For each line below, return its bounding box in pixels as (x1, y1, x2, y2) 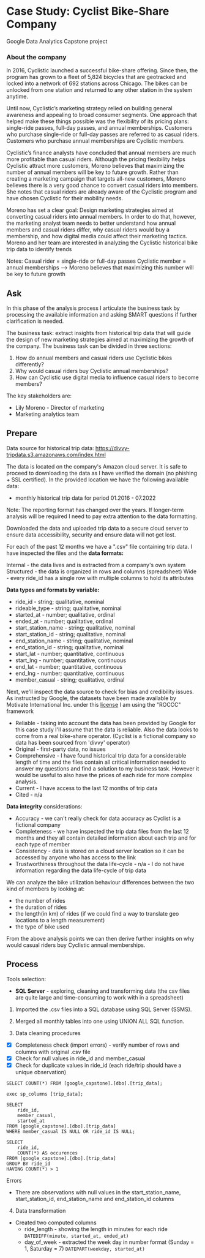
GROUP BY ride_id (6, 1161, 51, 1167)
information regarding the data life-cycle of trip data (15, 867, 147, 874)
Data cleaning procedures (15, 1029, 81, 1036)
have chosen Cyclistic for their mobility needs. (6, 195, 124, 202)
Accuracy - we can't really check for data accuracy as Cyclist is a (15, 815, 181, 822)
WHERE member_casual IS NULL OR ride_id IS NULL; (6, 1128, 136, 1134)
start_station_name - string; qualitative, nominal (15, 623, 135, 631)
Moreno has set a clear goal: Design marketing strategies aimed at (6, 206, 174, 214)
